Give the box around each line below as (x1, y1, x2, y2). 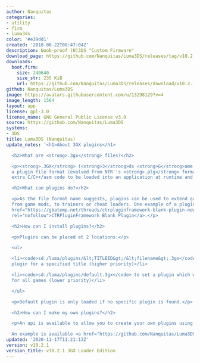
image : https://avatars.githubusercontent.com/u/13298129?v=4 (6, 92, 164, 98)
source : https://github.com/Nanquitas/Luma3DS (6, 120, 124, 126)
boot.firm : (11, 64, 39, 70)
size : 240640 (17, 70, 49, 76)
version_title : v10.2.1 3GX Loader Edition (6, 348, 116, 353)
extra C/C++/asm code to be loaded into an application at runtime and (11, 174, 193, 181)
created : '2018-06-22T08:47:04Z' (6, 42, 89, 48)
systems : (6, 125, 28, 131)
